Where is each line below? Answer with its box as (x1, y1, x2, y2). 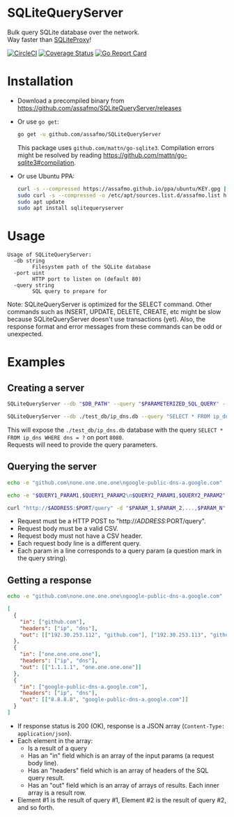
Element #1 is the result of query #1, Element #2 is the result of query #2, (17, 795, 226, 804)
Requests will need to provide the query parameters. (7, 440, 158, 449)
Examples (7, 354, 65, 370)
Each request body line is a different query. (17, 539, 141, 548)
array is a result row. (27, 788, 86, 797)
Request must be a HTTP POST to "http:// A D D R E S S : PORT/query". (17, 517, 207, 525)
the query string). (17, 554, 68, 562)
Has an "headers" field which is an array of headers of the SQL (27, 766, 209, 774)
